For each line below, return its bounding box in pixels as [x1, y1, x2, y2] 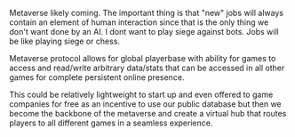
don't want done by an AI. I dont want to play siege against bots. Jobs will [9, 27, 279, 36]
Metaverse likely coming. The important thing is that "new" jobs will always [9, 8, 284, 18]
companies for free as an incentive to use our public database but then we [9, 99, 282, 109]
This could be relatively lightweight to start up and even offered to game [9, 89, 274, 100]
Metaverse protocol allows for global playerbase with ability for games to [9, 53, 276, 63]
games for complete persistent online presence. [9, 72, 185, 83]
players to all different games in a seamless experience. [9, 117, 213, 128]
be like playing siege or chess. [9, 36, 121, 46]
